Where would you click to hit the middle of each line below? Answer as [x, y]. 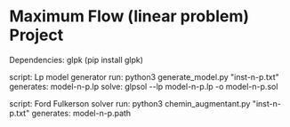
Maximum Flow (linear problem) [129, 16]
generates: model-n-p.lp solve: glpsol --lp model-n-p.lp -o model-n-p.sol [144, 86]
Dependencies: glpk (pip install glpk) [77, 60]
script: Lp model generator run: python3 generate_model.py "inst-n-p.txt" [145, 76]
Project [36, 35]
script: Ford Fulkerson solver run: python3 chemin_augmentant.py [130, 103]
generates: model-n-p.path [81, 113]
